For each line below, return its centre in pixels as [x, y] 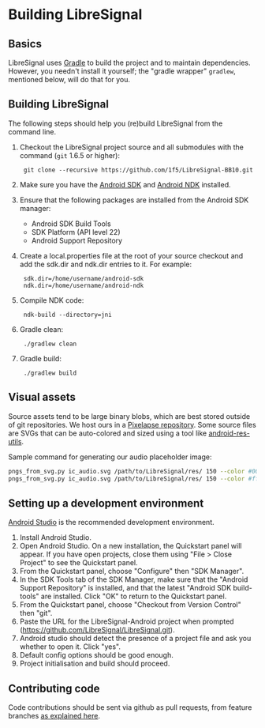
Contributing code [54, 688]
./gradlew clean [50, 344]
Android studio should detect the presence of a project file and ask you [135, 639]
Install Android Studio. [56, 538]
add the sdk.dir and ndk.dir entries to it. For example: [106, 264]
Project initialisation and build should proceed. [95, 664]
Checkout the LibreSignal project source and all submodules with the [132, 147]
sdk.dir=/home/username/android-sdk [84, 278]
